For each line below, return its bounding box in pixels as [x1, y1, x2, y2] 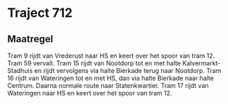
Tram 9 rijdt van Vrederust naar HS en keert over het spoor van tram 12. [7, 51, 215, 60]
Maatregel [7, 33, 53, 45]
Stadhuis [7, 67, 33, 74]
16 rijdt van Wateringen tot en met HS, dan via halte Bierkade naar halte [7, 74, 215, 82]
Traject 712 [7, 5, 72, 21]
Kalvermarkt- [182, 59, 221, 67]
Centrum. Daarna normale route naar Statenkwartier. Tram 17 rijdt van [7, 82, 209, 89]
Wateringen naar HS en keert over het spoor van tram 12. [7, 89, 172, 97]
